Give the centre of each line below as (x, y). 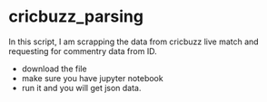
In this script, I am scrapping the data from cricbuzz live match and (134, 42)
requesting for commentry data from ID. (83, 51)
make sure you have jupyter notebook (93, 78)
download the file (54, 69)
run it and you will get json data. (81, 88)
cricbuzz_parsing (76, 17)
